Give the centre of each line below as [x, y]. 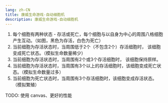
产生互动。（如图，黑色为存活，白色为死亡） [58, 40]
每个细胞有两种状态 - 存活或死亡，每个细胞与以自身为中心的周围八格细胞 [88, 34]
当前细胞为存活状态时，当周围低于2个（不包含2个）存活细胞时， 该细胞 [87, 47]
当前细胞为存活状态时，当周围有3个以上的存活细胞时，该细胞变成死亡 [85, 66]
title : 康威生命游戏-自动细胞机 [35, 15]
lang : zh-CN [18, 10]
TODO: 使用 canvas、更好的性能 [39, 95]
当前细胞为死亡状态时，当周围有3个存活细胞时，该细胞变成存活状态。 [85, 78]
